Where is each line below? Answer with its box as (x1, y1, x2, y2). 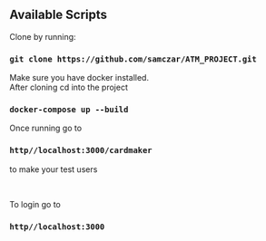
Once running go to (9, 122, 83, 134)
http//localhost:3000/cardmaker (9, 145, 153, 156)
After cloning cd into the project (9, 82, 129, 93)
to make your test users (9, 163, 98, 175)
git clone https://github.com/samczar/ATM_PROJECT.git (9, 53, 257, 64)
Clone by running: (9, 31, 76, 42)
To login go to (9, 198, 62, 209)
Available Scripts (9, 7, 107, 23)
